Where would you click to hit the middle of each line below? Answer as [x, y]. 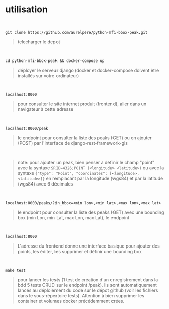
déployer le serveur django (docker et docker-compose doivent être [88, 70]
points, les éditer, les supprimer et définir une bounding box [80, 251]
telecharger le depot [39, 42]
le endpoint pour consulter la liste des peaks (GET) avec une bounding [91, 212]
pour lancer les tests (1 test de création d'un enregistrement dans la [88, 280]
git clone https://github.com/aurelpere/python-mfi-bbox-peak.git [76, 32]
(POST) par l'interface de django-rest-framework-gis [72, 143]
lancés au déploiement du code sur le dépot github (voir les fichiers [88, 290]
